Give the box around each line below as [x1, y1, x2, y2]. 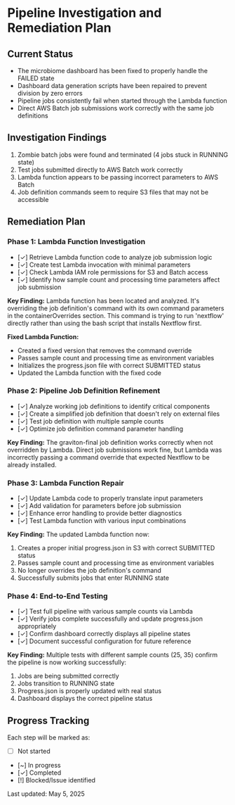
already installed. [7, 460, 58, 469]
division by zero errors [17, 89, 83, 97]
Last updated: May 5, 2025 [7, 790, 86, 798]
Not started [17, 747, 51, 756]
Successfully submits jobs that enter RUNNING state [17, 573, 170, 582]
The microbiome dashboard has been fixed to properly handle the [17, 67, 208, 75]
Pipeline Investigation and [7, 5, 162, 21]
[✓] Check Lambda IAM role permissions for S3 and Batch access [17, 267, 208, 276]
